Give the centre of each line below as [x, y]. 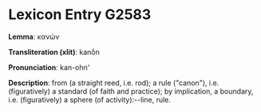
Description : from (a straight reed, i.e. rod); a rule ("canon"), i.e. [114, 83]
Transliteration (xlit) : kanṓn [54, 52]
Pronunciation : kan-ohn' [49, 67]
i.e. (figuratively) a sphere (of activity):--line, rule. [90, 99]
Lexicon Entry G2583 [80, 15]
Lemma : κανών [34, 37]
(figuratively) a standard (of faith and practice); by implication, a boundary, [131, 91]
